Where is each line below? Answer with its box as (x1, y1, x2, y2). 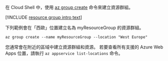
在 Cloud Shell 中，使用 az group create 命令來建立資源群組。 (5, 4, 133, 10)
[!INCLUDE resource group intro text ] (5, 14, 82, 20)
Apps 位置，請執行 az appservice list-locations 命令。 (5, 50, 123, 56)
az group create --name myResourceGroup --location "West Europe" (5, 34, 148, 39)
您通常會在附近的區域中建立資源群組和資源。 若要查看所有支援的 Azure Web (5, 44, 163, 50)
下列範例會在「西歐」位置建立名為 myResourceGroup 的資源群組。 (5, 24, 144, 30)
